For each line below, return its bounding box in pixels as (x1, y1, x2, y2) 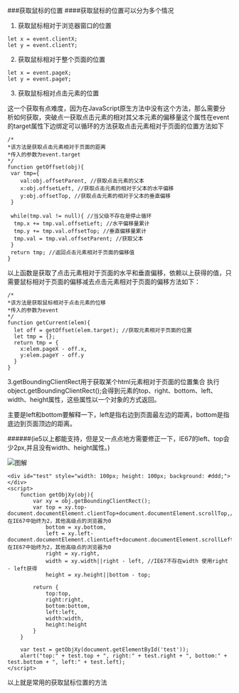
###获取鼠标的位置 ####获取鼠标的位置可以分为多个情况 (7, 6, 174, 14)
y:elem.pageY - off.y (20, 351, 84, 359)
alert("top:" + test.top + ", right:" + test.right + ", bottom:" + (20, 652, 228, 660)
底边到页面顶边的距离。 (7, 419, 76, 428)
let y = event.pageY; (7, 75, 72, 83)
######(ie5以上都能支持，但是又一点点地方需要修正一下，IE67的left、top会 (7, 435, 230, 443)
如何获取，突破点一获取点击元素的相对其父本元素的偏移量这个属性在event (13, 113, 230, 121)
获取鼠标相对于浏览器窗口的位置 (17, 21, 112, 30)
